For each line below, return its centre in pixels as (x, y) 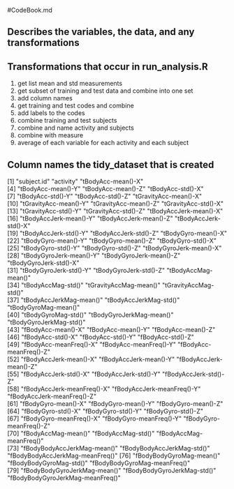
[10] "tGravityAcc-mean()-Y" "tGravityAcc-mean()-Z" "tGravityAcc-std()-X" (115, 204)
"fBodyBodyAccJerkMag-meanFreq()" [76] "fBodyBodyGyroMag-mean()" (114, 456)
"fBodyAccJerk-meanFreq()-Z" (52, 396)
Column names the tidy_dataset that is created (111, 164)
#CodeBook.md (30, 10)
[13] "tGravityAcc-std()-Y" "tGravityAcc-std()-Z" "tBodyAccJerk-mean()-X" (115, 211)
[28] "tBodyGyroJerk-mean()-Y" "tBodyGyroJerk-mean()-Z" (94, 256)
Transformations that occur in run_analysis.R (108, 67)
